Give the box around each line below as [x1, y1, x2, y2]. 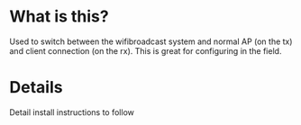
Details [9, 77, 63, 98]
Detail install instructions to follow [9, 106, 135, 118]
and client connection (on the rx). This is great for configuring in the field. [9, 45, 282, 56]
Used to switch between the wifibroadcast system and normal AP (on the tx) [9, 36, 293, 47]
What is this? [9, 6, 110, 27]
